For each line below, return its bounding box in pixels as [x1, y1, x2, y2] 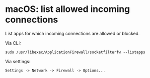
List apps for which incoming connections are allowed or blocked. [5, 30, 140, 36]
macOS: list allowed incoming [5, 3, 130, 15]
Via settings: [5, 58, 31, 64]
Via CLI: [5, 40, 21, 46]
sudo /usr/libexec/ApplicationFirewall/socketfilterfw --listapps [5, 50, 146, 55]
